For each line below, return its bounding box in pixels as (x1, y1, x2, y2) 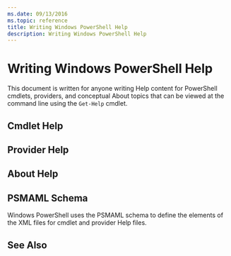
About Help (7, 168, 59, 180)
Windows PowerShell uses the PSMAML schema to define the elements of (7, 211, 224, 220)
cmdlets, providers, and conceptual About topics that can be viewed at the (7, 91, 225, 100)
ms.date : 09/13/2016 (7, 10, 69, 18)
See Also (7, 239, 47, 251)
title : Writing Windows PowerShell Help (7, 23, 129, 30)
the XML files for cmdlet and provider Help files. (7, 218, 147, 227)
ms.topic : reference (7, 17, 69, 24)
